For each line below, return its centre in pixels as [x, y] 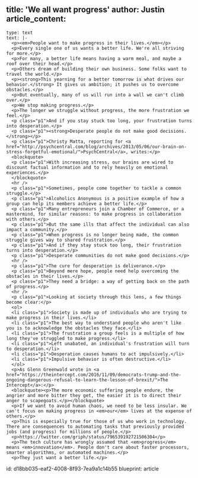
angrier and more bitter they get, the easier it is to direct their [94, 395]
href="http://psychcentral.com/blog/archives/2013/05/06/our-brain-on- [96, 147]
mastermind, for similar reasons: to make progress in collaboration [94, 214]
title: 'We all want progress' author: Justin [85, 10]
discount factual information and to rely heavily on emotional [87, 167]
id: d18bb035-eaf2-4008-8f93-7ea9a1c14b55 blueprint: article [82, 469]
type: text [20, 33]
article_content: [36, 19]
